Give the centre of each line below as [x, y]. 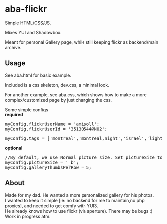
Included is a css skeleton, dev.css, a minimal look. [57, 85]
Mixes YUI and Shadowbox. [33, 32]
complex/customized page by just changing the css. [59, 100]
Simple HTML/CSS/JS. [28, 23]
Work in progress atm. [28, 216]
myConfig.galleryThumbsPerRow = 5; [48, 167]
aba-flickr [26, 9]
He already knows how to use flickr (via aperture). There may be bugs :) [79, 211]
